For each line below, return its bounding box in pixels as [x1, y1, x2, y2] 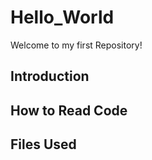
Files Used [10, 136, 77, 153]
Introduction [10, 68, 90, 85]
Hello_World [10, 6, 115, 29]
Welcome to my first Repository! [10, 39, 143, 51]
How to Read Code [10, 102, 128, 119]
